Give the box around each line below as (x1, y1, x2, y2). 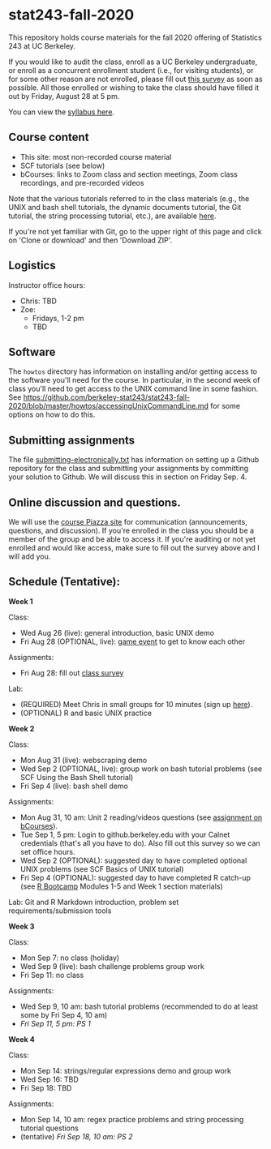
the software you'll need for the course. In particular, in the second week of (8, 375, 260, 385)
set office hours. (19, 847, 75, 856)
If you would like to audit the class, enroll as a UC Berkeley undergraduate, (8, 57, 258, 66)
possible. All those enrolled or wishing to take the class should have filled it (8, 83, 260, 92)
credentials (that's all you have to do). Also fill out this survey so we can (19, 838, 261, 848)
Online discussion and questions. (8, 495, 181, 509)
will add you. (8, 551, 51, 561)
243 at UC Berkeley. (8, 41, 75, 50)
